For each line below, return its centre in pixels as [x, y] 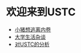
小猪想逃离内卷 [33, 29]
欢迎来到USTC [41, 12]
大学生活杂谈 [30, 37]
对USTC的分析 [32, 44]
